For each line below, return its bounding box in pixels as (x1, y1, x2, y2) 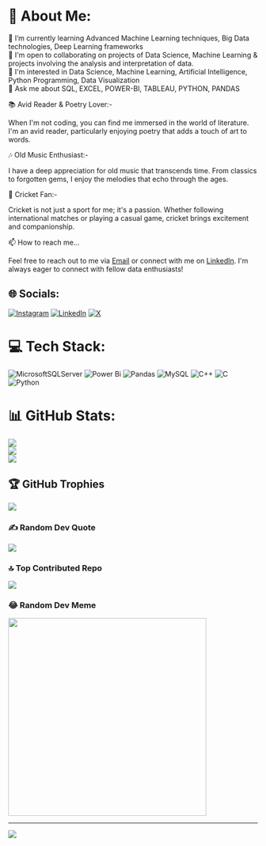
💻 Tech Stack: (8, 337, 106, 355)
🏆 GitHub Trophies (8, 478, 105, 491)
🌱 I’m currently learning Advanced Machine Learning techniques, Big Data (8, 33, 249, 43)
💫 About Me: (8, 7, 92, 25)
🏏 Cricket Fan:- (8, 189, 58, 199)
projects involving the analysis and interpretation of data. (8, 59, 194, 68)
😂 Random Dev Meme (8, 599, 97, 610)
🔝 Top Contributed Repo (8, 562, 103, 573)
